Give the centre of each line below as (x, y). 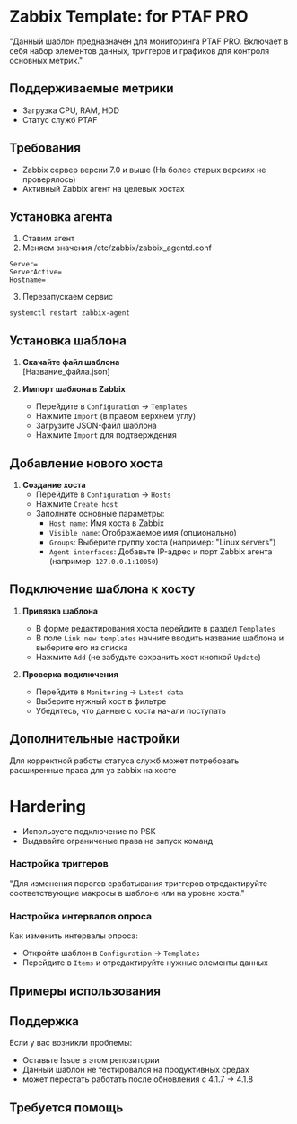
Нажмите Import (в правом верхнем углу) (116, 416)
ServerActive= (36, 272)
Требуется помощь (66, 1107)
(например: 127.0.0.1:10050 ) (104, 561)
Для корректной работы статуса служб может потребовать (124, 761)
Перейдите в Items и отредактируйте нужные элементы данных (145, 963)
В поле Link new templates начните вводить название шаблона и (160, 638)
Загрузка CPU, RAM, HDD (70, 110)
